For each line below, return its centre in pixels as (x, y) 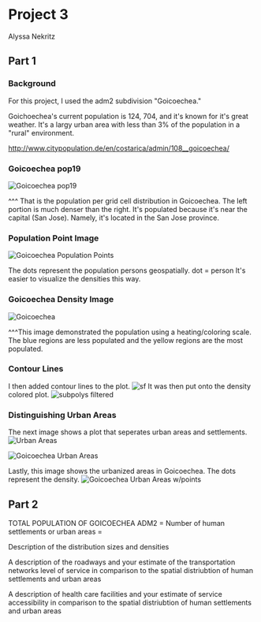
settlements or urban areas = (55, 531)
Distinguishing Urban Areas (62, 415)
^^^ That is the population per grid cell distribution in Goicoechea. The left (128, 201)
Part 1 (22, 61)
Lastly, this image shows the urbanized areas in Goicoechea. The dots (122, 471)
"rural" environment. (41, 132)
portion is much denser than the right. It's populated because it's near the (128, 209)
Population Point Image (54, 238)
